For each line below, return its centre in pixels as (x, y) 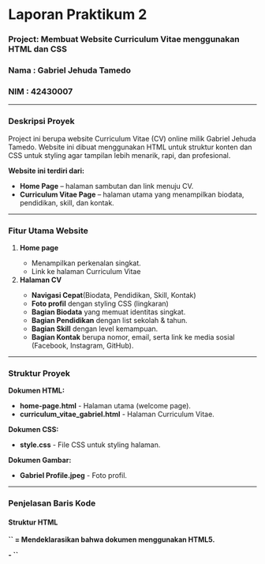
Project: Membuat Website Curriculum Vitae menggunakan (124, 39)
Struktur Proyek (39, 373)
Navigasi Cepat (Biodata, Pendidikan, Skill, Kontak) (114, 295)
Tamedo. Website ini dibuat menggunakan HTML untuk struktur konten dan (130, 147)
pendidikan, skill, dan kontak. (67, 202)
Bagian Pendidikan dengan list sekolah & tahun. (109, 320)
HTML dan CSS (37, 49)
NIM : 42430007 (41, 91)
